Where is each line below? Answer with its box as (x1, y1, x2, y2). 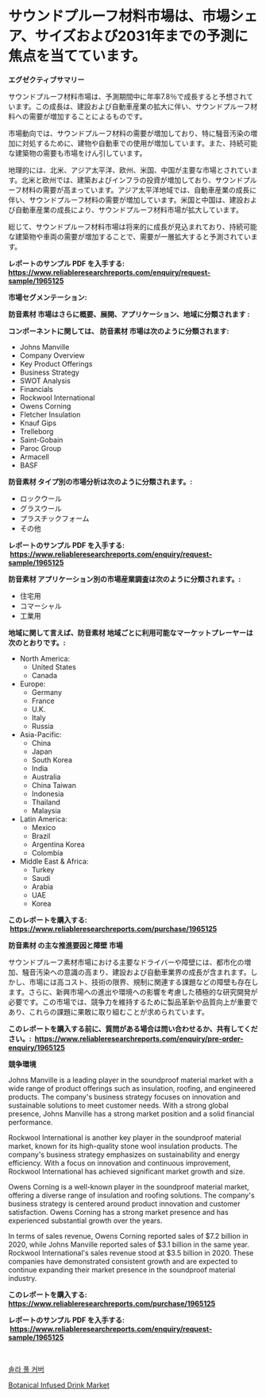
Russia (31, 721, 54, 731)
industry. (8, 1273, 37, 1283)
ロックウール (19, 494, 62, 503)
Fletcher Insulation (19, 409, 81, 419)
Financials (19, 384, 53, 394)
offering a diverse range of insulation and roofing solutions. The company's (8, 1190, 256, 1200)
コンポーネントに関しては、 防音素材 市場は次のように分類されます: (8, 326, 229, 336)
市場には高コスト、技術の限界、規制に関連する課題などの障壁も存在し (29, 977, 259, 987)
